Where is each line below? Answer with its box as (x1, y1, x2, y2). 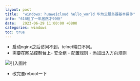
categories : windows (5, 25, 47, 30)
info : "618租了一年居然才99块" (5, 16, 63, 21)
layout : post (5, 7, 32, 12)
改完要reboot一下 (12, 71, 47, 76)
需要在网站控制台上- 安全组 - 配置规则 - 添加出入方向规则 (12, 50, 127, 56)
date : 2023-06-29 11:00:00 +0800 (5, 20, 78, 26)
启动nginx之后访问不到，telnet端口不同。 (12, 44, 95, 49)
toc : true (5, 30, 25, 35)
